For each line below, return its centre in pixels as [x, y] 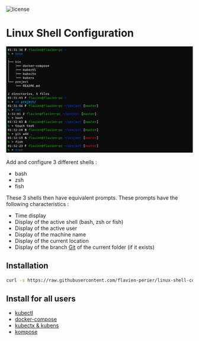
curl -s [16, 280]
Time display [30, 215]
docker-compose [36, 319]
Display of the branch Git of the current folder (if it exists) [85, 247]
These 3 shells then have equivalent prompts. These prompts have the [92, 198]
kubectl [24, 313]
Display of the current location [52, 241]
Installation [27, 266]
